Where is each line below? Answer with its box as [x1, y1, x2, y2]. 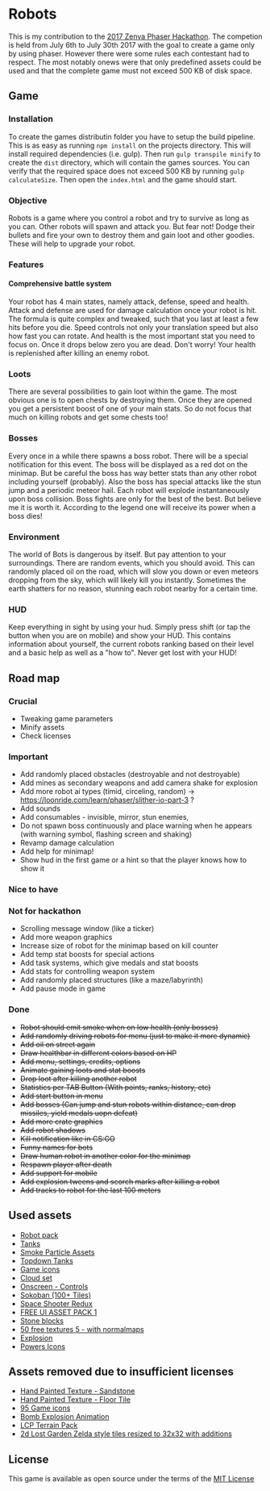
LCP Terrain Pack [19, 1421, 78, 1430]
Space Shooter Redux [19, 1298, 93, 1308]
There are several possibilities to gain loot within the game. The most [8, 386, 238, 396]
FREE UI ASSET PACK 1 [19, 1307, 98, 1317]
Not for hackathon [8, 905, 81, 917]
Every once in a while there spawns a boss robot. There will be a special [8, 451, 248, 461]
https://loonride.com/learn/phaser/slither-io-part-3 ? [19, 796, 195, 805]
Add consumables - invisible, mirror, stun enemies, [19, 812, 189, 822]
